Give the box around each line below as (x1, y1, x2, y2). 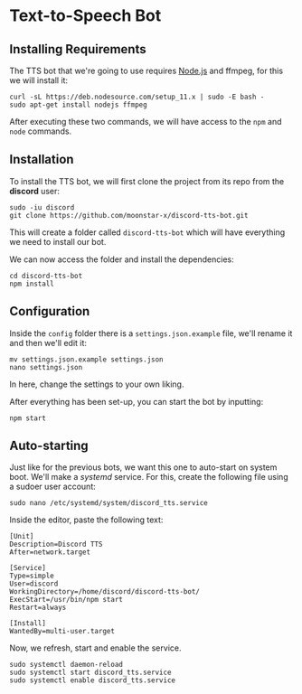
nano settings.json (9, 362, 83, 371)
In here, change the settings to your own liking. (9, 379, 184, 389)
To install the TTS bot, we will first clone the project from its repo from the (9, 175, 285, 186)
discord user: (9, 185, 61, 196)
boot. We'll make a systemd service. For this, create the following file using (9, 472, 288, 483)
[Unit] (9, 532, 34, 541)
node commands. (9, 126, 72, 136)
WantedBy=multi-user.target (9, 627, 116, 636)
